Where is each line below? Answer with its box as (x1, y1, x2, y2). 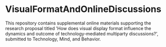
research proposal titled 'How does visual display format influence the (5, 25, 152, 31)
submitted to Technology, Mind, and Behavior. (5, 36, 101, 42)
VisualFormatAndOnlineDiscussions (5, 3, 161, 15)
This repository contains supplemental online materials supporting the (5, 20, 151, 26)
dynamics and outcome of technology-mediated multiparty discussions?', (5, 30, 158, 36)
